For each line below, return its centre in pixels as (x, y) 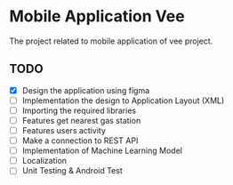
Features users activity (64, 130)
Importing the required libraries (79, 110)
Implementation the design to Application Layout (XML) (123, 101)
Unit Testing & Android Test (72, 171)
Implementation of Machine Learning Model (102, 151)
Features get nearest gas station (81, 120)
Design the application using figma (86, 90)
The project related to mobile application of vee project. (111, 41)
